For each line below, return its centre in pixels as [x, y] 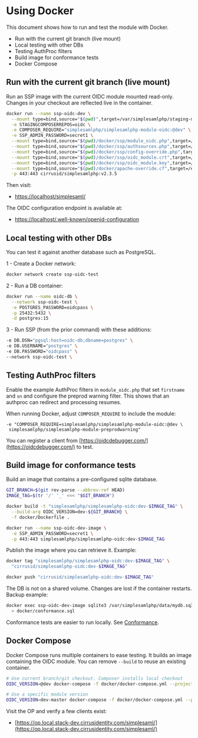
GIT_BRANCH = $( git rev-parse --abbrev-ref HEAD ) [66, 490]
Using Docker [40, 11]
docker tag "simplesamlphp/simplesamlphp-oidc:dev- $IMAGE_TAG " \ [88, 561]
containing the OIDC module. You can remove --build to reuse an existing [96, 661]
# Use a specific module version [47, 694]
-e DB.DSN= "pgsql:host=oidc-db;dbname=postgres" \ [70, 340]
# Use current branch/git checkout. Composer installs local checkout [95, 678]
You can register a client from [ [44, 440]
